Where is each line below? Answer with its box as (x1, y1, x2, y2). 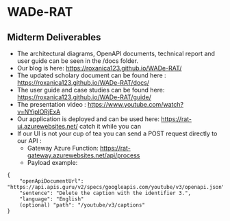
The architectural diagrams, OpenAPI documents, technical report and (16, 49, 216, 57)
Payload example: (27, 159, 78, 166)
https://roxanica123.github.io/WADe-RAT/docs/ (16, 79, 149, 86)
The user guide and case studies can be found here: (16, 86, 165, 94)
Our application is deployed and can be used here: (16, 115, 159, 123)
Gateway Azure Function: (27, 144, 99, 152)
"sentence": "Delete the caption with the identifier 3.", (19, 190, 192, 196)
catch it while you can (79, 122, 142, 130)
